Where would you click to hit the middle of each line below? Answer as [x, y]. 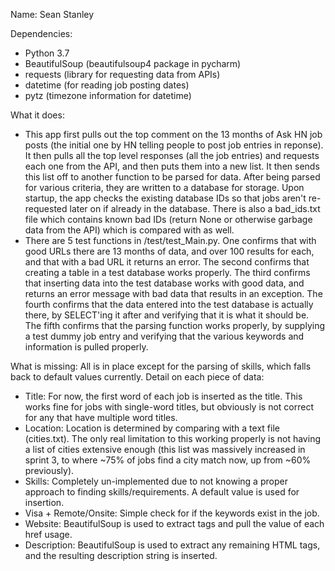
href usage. [48, 534]
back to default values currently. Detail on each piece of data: [137, 377]
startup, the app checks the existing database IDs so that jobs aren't [165, 198]
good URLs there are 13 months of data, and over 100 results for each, [169, 251]
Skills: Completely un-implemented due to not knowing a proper [156, 481]
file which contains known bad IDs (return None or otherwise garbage [168, 219]
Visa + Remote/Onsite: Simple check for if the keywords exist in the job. [172, 513]
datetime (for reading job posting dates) [107, 85]
